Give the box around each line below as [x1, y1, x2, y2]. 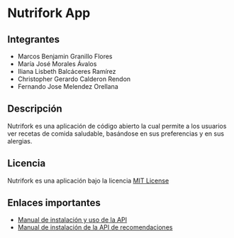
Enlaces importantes [7, 197, 101, 209]
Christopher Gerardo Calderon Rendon [17, 75, 131, 83]
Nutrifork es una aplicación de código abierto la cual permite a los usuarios [7, 121, 227, 130]
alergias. [7, 136, 33, 145]
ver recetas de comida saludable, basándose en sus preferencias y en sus [7, 129, 225, 138]
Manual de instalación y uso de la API [17, 215, 128, 225]
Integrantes [7, 33, 60, 45]
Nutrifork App [7, 5, 91, 21]
